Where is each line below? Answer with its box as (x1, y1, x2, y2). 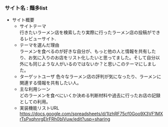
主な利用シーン (19, 86, 51, 92)
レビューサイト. (24, 36, 56, 42)
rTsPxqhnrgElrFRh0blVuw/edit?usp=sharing (19, 116, 111, 122)
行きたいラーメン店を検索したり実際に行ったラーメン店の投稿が (19, 29, 152, 36)
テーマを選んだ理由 (19, 42, 60, 48)
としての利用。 (19, 99, 51, 105)
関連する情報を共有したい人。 (19, 80, 81, 86)
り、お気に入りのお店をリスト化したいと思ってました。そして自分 (19, 54, 156, 61)
